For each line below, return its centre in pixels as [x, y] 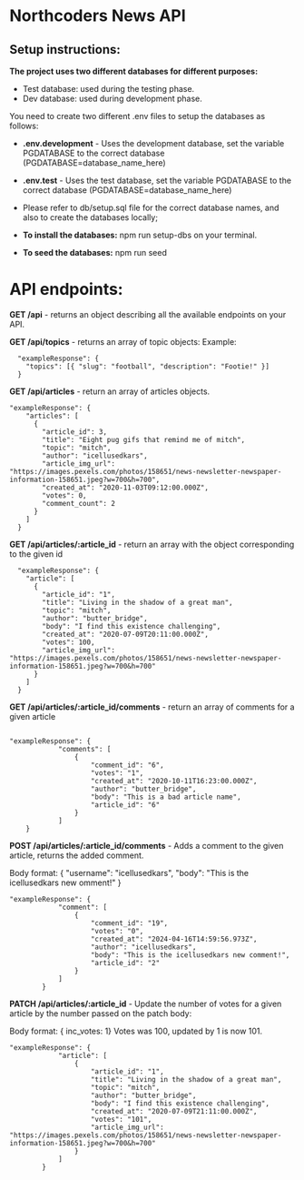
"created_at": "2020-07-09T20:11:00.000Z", [125, 634]
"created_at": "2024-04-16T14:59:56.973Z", [174, 939]
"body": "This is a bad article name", [166, 797]
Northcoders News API [98, 16]
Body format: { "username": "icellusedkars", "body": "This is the [129, 872]
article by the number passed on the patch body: [101, 1013]
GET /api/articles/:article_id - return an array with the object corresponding [152, 544]
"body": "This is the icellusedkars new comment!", [190, 955]
